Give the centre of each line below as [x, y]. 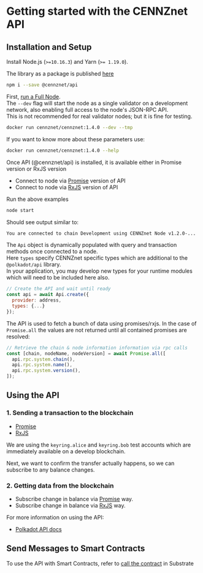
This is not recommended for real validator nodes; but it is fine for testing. [99, 116]
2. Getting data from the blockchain [60, 485]
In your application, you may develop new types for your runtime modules [100, 271]
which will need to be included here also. [58, 278]
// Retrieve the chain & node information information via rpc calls [97, 348]
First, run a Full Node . [33, 96]
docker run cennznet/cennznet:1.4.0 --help [63, 150]
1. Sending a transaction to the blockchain [70, 413]
